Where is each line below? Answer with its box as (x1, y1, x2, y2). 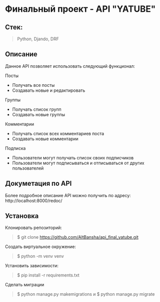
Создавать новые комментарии (12, 136, 79, 142)
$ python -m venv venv (17, 253, 64, 259)
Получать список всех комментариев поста (12, 130, 104, 136)
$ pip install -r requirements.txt (17, 272, 80, 278)
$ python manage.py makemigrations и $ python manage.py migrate (17, 291, 155, 297)
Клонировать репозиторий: (5, 225, 62, 231)
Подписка (5, 145, 26, 151)
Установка (5, 212, 39, 220)
